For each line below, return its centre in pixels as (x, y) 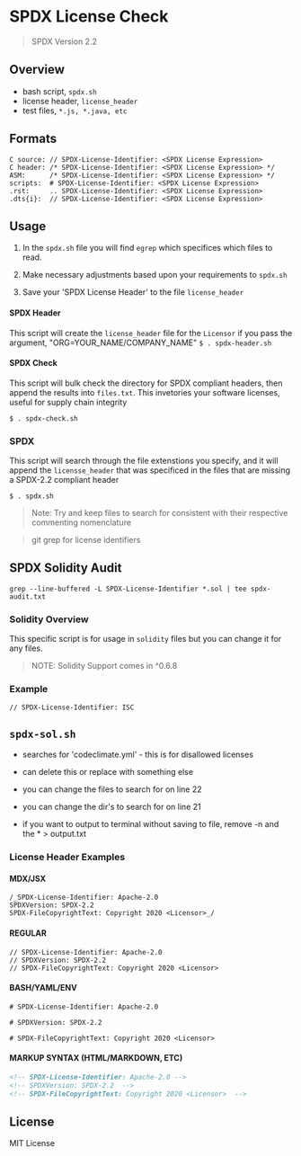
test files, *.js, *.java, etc (75, 111)
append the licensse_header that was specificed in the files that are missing (150, 470)
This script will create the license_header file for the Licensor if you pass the (151, 333)
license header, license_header (80, 101)
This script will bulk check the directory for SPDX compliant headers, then (146, 383)
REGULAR (28, 933)
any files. (26, 648)
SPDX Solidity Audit (66, 568)
